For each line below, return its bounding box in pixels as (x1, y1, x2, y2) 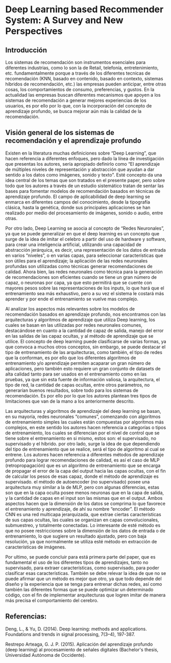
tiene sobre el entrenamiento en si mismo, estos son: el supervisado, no (5, 435, 157, 441)
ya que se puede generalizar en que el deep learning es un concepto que (5, 230, 160, 236)
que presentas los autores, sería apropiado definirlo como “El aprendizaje (5, 161, 160, 167)
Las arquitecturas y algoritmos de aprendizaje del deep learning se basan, (5, 408, 161, 414)
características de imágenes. (5, 544, 66, 550)
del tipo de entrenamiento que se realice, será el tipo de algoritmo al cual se (5, 446, 165, 452)
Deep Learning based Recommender (5, 4, 164, 15)
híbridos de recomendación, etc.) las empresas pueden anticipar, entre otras (5, 81, 166, 87)
